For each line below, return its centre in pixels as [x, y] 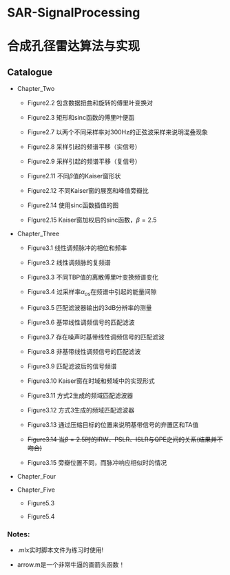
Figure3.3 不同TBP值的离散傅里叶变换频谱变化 [93, 278]
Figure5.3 [41, 503]
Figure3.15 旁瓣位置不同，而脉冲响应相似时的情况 [97, 462]
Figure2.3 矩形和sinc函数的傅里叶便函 [81, 118]
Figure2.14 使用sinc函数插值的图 [73, 205]
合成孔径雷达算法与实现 [74, 46]
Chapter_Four [36, 476]
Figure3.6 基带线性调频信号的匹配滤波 [81, 322]
